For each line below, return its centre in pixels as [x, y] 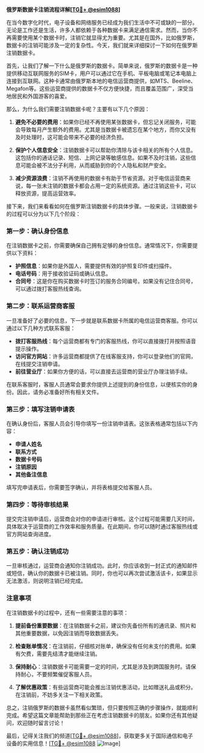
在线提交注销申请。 [39, 363]
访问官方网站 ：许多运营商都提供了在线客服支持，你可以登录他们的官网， [105, 356]
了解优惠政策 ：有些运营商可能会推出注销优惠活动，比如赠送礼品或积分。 [105, 687]
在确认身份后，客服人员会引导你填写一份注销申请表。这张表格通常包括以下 [99, 423]
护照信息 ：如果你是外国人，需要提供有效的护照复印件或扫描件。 [95, 266]
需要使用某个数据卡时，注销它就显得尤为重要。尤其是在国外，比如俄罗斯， [104, 38]
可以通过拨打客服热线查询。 [50, 289]
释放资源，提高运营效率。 [47, 193]
